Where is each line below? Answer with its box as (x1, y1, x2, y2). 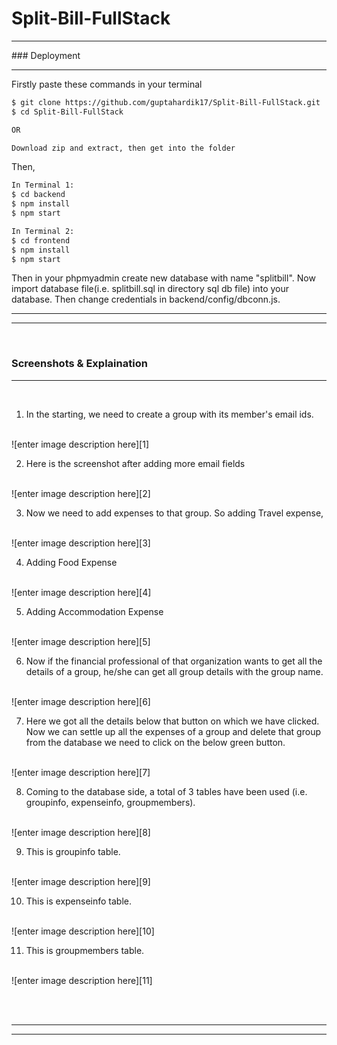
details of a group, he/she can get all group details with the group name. (25, 665, 324, 677)
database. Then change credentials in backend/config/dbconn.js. (11, 293, 281, 306)
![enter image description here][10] (11, 925, 155, 937)
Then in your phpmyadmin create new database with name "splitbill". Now (11, 272, 316, 284)
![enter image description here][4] (11, 586, 152, 598)
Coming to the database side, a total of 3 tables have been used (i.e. (25, 785, 308, 797)
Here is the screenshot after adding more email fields (25, 457, 246, 469)
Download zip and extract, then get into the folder (11, 143, 236, 153)
